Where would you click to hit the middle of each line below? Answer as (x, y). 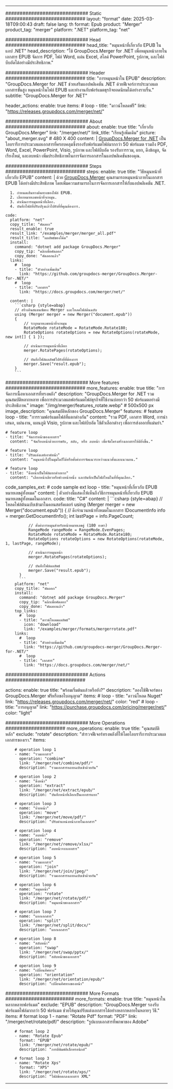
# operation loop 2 (36, 777)
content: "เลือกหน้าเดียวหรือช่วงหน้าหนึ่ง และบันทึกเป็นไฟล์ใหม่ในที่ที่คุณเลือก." (73, 478)
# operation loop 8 (36, 939)
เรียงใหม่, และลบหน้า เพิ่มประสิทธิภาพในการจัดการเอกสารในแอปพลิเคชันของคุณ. (73, 156)
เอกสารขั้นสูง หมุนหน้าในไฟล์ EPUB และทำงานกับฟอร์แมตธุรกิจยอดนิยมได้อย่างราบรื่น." (80, 90)
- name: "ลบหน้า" (31, 835)
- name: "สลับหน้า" (32, 943)
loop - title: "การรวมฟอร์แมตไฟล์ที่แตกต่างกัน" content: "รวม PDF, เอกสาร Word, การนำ (86, 417)
